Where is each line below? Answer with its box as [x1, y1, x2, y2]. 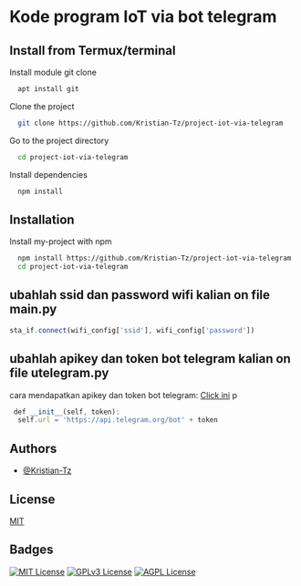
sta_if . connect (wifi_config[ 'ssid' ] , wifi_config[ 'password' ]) [9, 325, 255, 334]
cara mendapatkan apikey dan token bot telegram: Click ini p [9, 389, 238, 400]
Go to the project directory [9, 135, 109, 146]
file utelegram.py [9, 365, 109, 381]
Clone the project [9, 100, 75, 111]
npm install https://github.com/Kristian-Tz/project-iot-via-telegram [17, 253, 292, 263]
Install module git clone [9, 67, 98, 77]
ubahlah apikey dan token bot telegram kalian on [9, 351, 292, 366]
